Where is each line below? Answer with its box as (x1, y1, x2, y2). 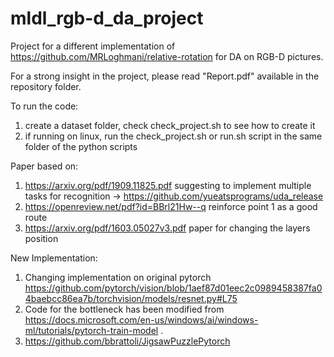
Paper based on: (10, 160, 79, 172)
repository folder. (10, 80, 82, 92)
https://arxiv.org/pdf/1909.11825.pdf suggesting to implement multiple (24, 179, 312, 191)
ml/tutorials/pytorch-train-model (24, 324, 159, 336)
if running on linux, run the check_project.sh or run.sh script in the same (24, 130, 323, 142)
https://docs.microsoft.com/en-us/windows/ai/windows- (24, 313, 259, 326)
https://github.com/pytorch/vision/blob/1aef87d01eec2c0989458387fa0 (24, 282, 323, 294)
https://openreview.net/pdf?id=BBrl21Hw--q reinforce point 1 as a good (24, 200, 318, 212)
